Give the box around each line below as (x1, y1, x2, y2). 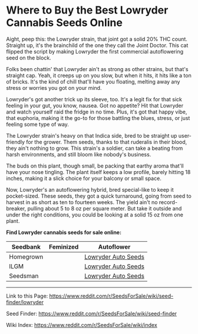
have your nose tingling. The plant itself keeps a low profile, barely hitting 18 (6, 168, 191, 175)
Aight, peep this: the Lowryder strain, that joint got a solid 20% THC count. (6, 35, 187, 42)
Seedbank (11, 242, 41, 250)
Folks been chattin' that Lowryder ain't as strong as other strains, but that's (6, 65, 189, 72)
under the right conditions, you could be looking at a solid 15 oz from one (6, 211, 184, 218)
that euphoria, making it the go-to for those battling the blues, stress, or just (6, 114, 190, 121)
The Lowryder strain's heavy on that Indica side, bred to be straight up (6, 132, 177, 139)
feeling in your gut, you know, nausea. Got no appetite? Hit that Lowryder (6, 102, 184, 109)
